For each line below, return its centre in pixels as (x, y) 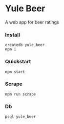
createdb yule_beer (25, 45)
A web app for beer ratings (32, 22)
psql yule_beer (21, 117)
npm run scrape (21, 94)
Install (13, 35)
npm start (15, 72)
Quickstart (18, 62)
